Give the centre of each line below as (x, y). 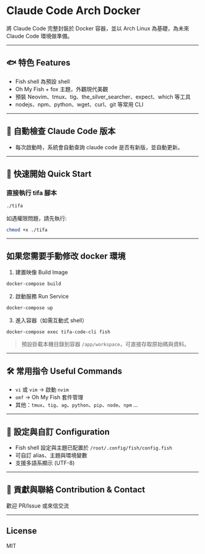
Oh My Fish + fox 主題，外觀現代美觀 (62, 89)
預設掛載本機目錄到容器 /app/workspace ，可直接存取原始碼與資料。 (105, 344)
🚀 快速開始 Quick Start (49, 174)
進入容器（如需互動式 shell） (51, 320)
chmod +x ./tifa (27, 230)
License (22, 531)
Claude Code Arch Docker (74, 11)
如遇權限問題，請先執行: (37, 218)
